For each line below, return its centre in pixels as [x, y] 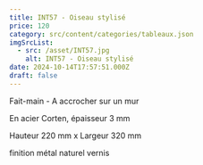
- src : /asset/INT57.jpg [63, 51]
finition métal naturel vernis [59, 153]
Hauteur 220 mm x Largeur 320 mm [76, 136]
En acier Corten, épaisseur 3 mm [70, 118]
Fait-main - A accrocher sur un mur [74, 101]
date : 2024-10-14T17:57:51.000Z [69, 68]
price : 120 [30, 26]
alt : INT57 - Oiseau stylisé [80, 59]
